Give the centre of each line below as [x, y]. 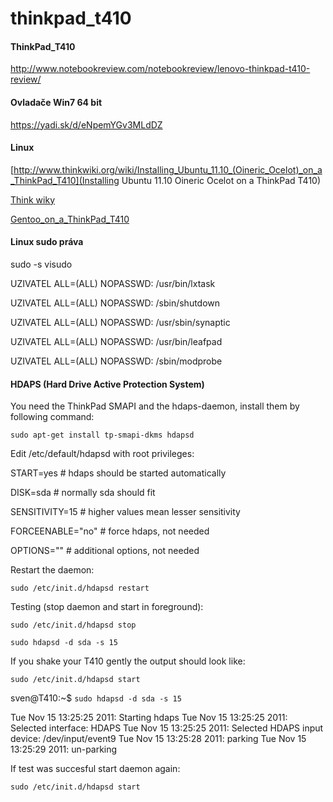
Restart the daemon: [52, 570]
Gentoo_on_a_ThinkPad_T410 [70, 219]
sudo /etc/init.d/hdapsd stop [73, 625]
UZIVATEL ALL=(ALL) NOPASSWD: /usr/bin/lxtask [113, 283]
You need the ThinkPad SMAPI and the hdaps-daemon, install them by [155, 406]
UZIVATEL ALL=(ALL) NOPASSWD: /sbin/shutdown [115, 303]
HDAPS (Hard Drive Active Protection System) [107, 384]
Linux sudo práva [47, 242]
